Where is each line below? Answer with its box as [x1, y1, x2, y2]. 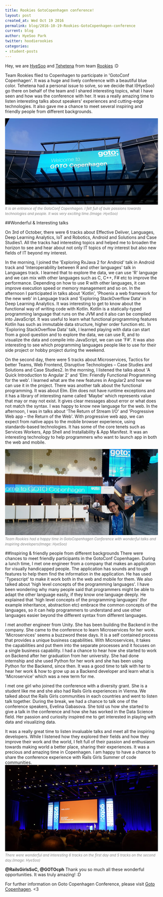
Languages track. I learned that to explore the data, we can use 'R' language [5, 269, 158, 275]
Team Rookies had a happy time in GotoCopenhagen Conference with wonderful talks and [5, 537, 156, 542]
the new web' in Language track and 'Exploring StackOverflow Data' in [5, 295, 147, 301]
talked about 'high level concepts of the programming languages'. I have [5, 581, 149, 587]
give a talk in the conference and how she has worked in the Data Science [5, 709, 153, 715]
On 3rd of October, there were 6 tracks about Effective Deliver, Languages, [5, 229, 155, 235]
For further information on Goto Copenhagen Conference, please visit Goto [5, 881, 155, 887]
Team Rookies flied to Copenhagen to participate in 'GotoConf [5, 72, 130, 78]
